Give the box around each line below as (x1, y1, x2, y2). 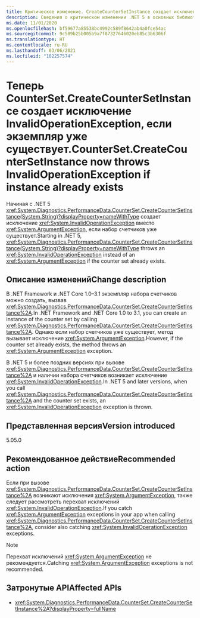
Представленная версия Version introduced (6, 420, 176, 431)
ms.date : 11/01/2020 (6, 20, 58, 26)
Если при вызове (6, 479, 49, 486)
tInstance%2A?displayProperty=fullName (14, 605, 116, 612)
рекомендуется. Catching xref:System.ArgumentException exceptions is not (6, 559, 193, 566)
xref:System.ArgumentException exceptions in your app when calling (6, 511, 176, 518)
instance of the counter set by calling (6, 316, 98, 323)
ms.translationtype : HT (6, 36, 65, 42)
